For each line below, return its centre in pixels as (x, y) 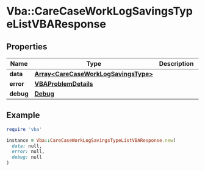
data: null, (27, 146)
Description (176, 64)
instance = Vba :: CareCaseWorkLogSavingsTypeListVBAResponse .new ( (91, 140)
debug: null (27, 157)
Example (23, 115)
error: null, (28, 152)
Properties (27, 47)
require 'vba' (24, 129)
